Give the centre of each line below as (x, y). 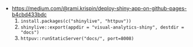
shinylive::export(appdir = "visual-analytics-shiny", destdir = (102, 27)
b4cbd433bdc (29, 15)
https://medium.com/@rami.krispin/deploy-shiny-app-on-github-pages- (99, 8)
